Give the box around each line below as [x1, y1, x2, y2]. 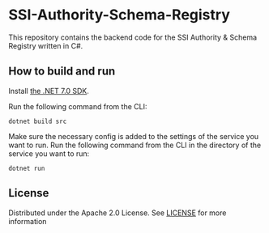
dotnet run [8, 164, 45, 172]
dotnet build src [8, 117, 67, 125]
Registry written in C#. [8, 40, 83, 50]
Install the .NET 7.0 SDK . [8, 86, 89, 95]
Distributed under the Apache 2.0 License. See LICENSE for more [8, 208, 227, 218]
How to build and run [8, 65, 116, 78]
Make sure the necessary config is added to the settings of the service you [8, 131, 259, 141]
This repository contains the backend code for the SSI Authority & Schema [8, 32, 258, 42]
